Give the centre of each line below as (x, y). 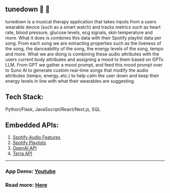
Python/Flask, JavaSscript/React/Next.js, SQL (53, 109)
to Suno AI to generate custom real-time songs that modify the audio (77, 70)
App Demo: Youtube (31, 172)
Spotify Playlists (29, 143)
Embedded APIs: (32, 125)
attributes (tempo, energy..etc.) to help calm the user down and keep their (82, 75)
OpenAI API (25, 148)
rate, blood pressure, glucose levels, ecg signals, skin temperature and (79, 32)
